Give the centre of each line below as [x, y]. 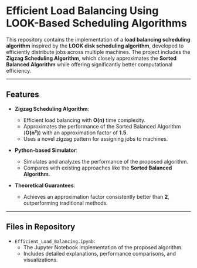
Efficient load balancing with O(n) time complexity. [84, 120]
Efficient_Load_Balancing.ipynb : [55, 241]
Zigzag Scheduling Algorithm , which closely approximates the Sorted [91, 58]
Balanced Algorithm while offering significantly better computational [89, 64]
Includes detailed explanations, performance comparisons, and [100, 253]
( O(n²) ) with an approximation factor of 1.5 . [75, 133]
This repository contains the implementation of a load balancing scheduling [98, 39]
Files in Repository [41, 227]
